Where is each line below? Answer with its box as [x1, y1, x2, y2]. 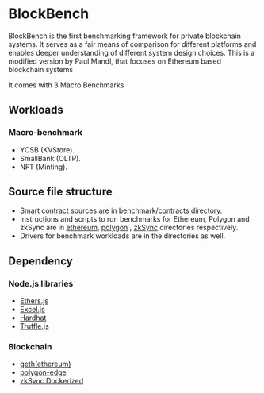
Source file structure [8, 185, 113, 198]
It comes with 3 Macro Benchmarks [8, 80, 124, 90]
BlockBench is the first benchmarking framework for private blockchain [8, 31, 242, 40]
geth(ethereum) [19, 359, 71, 369]
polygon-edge [19, 368, 67, 377]
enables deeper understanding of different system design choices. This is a [8, 48, 255, 57]
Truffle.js [19, 322, 49, 331]
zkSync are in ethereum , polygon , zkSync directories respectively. [19, 223, 239, 233]
